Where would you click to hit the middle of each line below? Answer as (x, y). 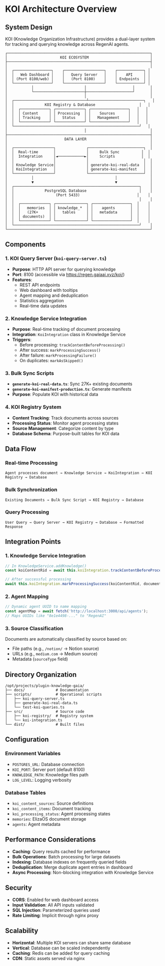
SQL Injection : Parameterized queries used (56, 910)
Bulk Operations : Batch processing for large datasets (66, 856)
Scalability (22, 931)
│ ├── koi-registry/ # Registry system (49, 716)
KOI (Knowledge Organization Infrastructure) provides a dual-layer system (80, 39)
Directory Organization (41, 674)
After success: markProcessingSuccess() (60, 350)
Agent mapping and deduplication (54, 295)
